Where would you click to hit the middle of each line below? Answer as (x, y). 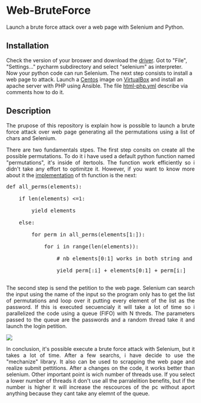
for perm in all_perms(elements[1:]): (88, 234)
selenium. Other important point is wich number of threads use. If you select (100, 374)
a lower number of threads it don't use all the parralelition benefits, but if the (100, 380)
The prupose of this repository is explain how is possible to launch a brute (100, 125)
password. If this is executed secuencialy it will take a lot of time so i (100, 307)
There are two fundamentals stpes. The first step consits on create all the (100, 150)
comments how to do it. (35, 92)
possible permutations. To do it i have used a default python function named (100, 156)
